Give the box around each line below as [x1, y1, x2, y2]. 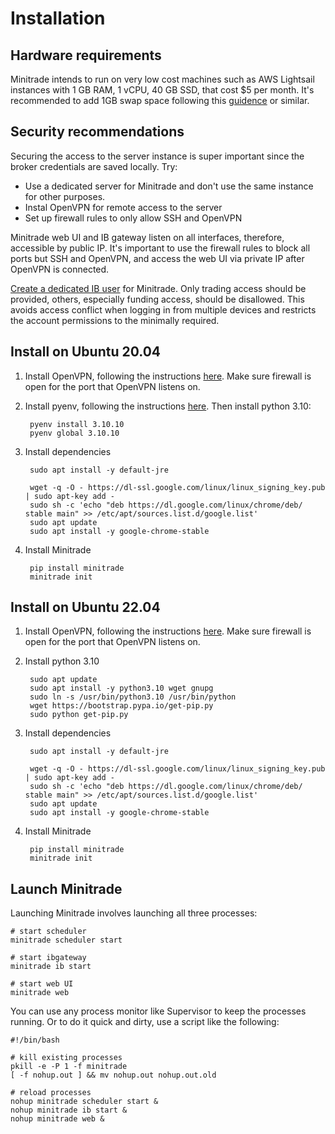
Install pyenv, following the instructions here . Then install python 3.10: [24, 400, 312, 412]
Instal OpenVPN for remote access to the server [24, 201, 223, 213]
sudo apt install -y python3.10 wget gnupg [29, 683, 214, 694]
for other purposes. [24, 190, 106, 202]
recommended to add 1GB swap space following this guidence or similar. [10, 95, 310, 106]
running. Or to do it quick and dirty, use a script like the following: [10, 1016, 280, 1028]
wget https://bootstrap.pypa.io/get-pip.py [29, 701, 214, 711]
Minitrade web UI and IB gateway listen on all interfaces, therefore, [10, 231, 285, 243]
